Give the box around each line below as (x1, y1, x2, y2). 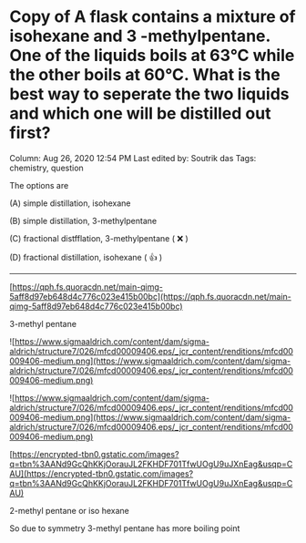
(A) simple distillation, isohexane (9, 198, 131, 209)
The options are (9, 179, 69, 190)
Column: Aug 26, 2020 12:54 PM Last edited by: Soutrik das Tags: (9, 152, 257, 163)
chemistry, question (9, 162, 84, 173)
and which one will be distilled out (9, 103, 271, 124)
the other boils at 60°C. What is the (9, 65, 280, 86)
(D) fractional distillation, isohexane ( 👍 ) (9, 251, 163, 262)
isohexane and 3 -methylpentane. (9, 26, 270, 46)
